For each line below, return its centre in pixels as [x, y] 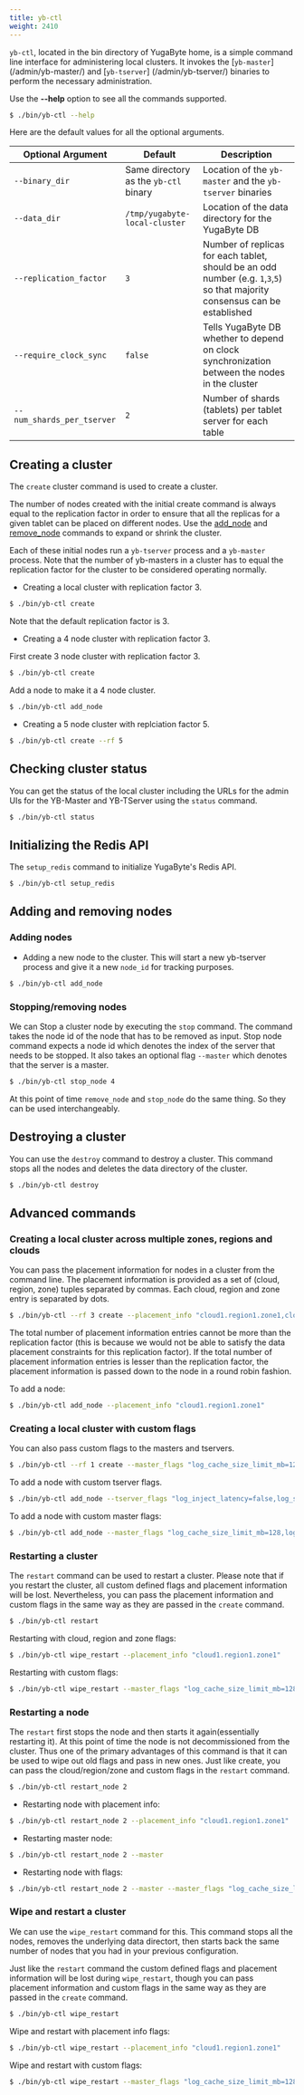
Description [247, 155]
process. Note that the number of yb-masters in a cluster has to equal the [147, 560]
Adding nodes [41, 937]
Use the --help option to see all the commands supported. [118, 98]
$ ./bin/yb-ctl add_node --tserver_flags [89, 1499]
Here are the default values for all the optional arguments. [117, 132]
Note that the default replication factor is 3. [90, 621]
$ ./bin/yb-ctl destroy [54, 1185]
